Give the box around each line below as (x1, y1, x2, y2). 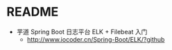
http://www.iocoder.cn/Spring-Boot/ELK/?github (26, 35, 165, 43)
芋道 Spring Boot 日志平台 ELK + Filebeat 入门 (16, 27, 148, 36)
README (6, 4, 59, 20)
